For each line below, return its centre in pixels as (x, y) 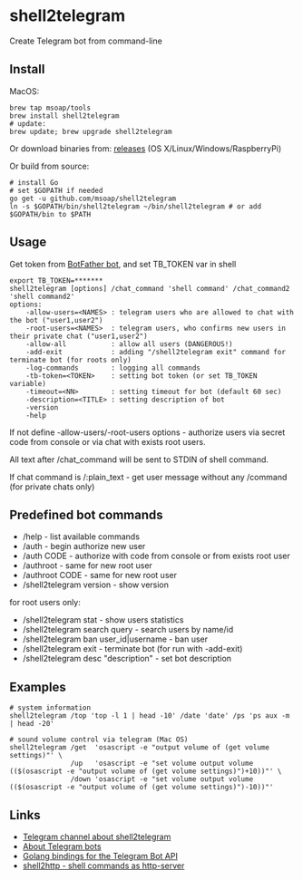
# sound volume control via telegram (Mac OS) (99, 740)
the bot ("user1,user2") (56, 320)
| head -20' (32, 724)
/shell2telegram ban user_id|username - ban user (115, 639)
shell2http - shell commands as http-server (103, 865)
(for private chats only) (52, 487)
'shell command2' (42, 296)
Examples (38, 687)
